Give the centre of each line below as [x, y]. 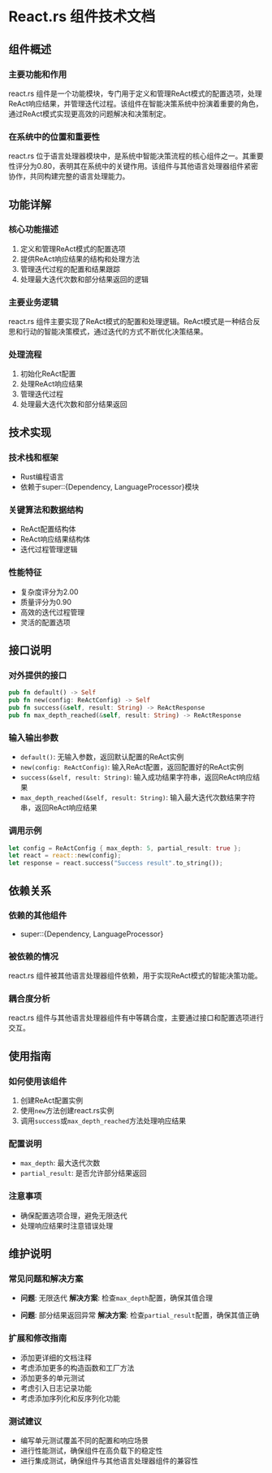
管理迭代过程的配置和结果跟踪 [70, 269]
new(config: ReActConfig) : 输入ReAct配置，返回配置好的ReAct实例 [132, 767]
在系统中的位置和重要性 [54, 136]
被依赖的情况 [34, 957]
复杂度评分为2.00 [49, 592]
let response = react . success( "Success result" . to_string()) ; [116, 863]
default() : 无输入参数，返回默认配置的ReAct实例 [102, 757]
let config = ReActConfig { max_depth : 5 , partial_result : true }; [125, 848]
